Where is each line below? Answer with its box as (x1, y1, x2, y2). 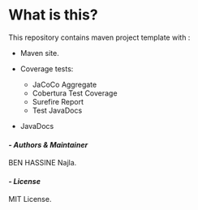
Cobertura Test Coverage (32, 88, 118, 98)
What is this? (8, 6, 99, 24)
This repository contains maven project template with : (8, 32, 191, 42)
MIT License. (8, 195, 52, 204)
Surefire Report (32, 96, 84, 106)
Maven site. (19, 48, 59, 58)
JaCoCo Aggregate (32, 79, 97, 89)
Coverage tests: (19, 63, 74, 74)
